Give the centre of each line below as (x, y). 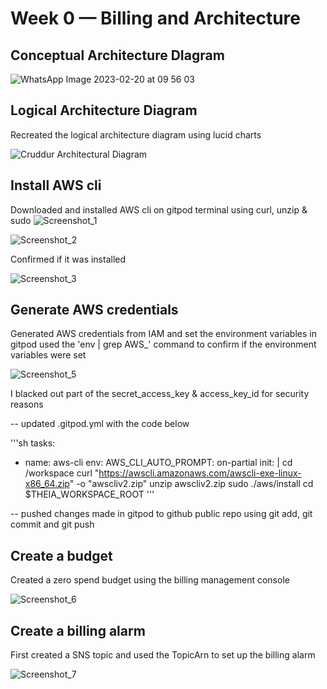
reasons (27, 404)
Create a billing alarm (78, 630)
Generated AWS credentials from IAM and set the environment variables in (163, 334)
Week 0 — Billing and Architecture (155, 18)
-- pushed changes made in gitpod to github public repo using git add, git (161, 514)
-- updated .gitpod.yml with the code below (100, 424)
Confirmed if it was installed (68, 259)
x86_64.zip (47, 484)
